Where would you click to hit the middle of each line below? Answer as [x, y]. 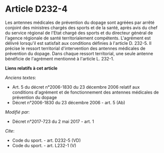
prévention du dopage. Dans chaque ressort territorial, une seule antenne [79, 53]
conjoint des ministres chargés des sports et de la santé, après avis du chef [81, 27]
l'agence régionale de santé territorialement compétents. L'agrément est [78, 38]
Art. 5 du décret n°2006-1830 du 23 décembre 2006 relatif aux [76, 87]
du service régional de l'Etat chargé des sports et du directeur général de [79, 33]
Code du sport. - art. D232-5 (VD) [47, 140]
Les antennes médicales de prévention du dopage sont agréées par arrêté [80, 22]
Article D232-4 [36, 9]
